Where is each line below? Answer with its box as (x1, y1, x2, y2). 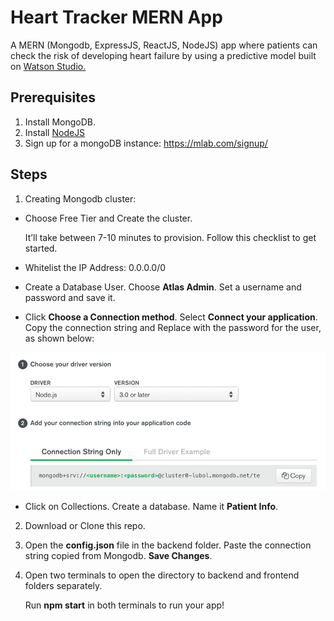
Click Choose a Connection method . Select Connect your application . (24, 311, 318, 323)
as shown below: (24, 332, 95, 344)
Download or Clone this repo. (24, 520, 146, 532)
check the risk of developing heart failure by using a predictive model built (10, 49, 317, 61)
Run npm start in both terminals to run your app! (24, 599, 225, 611)
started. (24, 242, 58, 254)
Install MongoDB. (24, 116, 97, 128)
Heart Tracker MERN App (10, 6, 223, 29)
